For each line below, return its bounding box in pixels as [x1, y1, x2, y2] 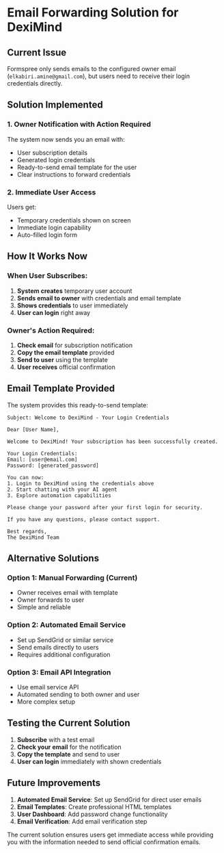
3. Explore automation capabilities [7, 492, 111, 499]
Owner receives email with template [16, 589, 118, 597]
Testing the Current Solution [7, 717, 130, 729]
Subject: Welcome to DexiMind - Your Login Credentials [7, 414, 169, 421]
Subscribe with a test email [16, 735, 95, 743]
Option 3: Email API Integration [7, 667, 111, 677]
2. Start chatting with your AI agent [7, 486, 117, 493]
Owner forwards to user [16, 596, 85, 604]
